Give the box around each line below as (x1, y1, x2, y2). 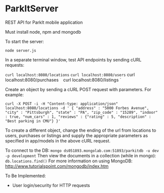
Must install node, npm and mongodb (5, 29, 82, 35)
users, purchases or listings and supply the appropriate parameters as (5, 132, 148, 139)
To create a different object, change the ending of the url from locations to (5, 127, 157, 133)
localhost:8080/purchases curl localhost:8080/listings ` (5, 77, 122, 83)
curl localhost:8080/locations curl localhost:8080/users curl (5, 71, 135, 77)
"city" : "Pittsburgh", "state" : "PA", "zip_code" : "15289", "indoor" (5, 110, 158, 115)
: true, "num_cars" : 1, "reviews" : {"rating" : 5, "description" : (5, 114, 152, 119)
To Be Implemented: (5, 173, 46, 179)
